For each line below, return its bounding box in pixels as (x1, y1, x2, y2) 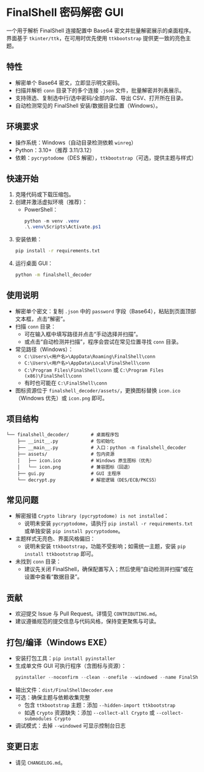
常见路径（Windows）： (15, 345, 74, 353)
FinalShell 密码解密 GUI (6, 5, 124, 19)
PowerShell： (24, 206, 58, 213)
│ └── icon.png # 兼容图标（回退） (17, 464, 133, 470)
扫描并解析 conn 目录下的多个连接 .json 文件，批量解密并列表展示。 (15, 87, 185, 94)
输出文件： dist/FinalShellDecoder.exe (15, 686, 113, 693)
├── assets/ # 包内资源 (17, 451, 114, 457)
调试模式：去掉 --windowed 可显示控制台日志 (15, 721, 126, 729)
